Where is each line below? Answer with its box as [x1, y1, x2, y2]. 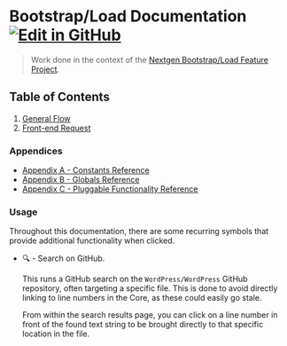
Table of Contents [9, 90, 111, 105]
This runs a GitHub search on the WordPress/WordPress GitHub [21, 273, 248, 285]
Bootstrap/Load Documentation [9, 6, 247, 27]
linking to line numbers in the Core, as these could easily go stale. [21, 293, 263, 303]
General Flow [21, 113, 71, 123]
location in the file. [21, 328, 90, 339]
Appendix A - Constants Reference [21, 165, 150, 176]
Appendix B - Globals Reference [21, 175, 140, 185]
